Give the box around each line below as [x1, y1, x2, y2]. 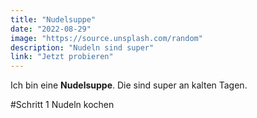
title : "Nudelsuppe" [10, 14, 97, 25]
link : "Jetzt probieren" [10, 52, 114, 62]
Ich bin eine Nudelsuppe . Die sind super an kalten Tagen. [10, 79, 248, 91]
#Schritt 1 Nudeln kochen [10, 99, 115, 111]
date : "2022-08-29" [10, 24, 92, 34]
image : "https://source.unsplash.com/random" [10, 33, 203, 43]
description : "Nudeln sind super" [10, 42, 155, 53]
